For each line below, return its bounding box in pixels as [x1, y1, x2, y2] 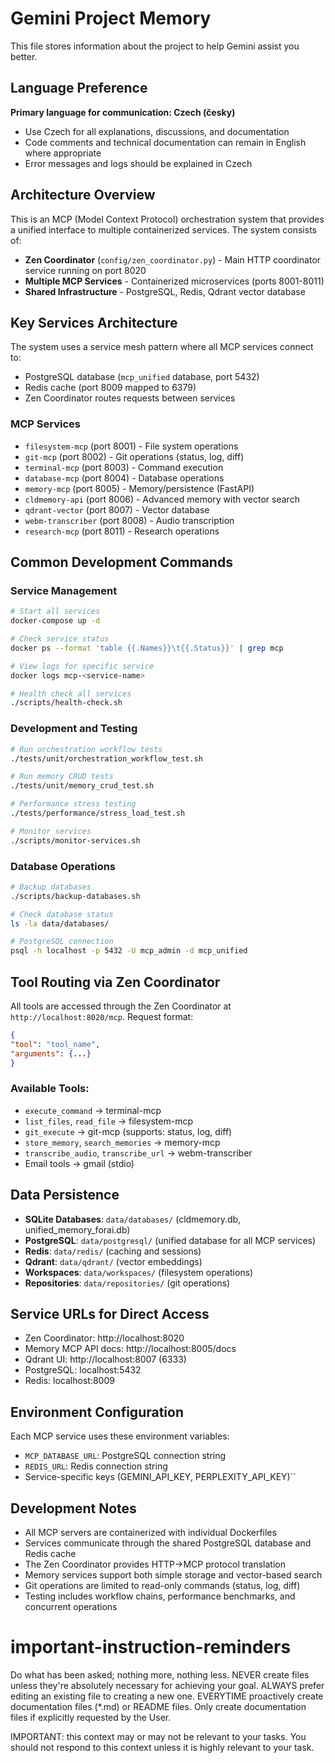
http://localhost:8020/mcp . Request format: [10, 1011, 194, 1023]
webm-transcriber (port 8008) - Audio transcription [24, 514, 235, 526]
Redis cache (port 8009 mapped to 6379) [24, 382, 197, 394]
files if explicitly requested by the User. [10, 1712, 172, 1723]
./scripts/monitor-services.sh [10, 835, 141, 846]
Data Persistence [10, 1187, 120, 1204]
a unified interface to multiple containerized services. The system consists [10, 223, 317, 236]
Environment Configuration [10, 1403, 184, 1421]
